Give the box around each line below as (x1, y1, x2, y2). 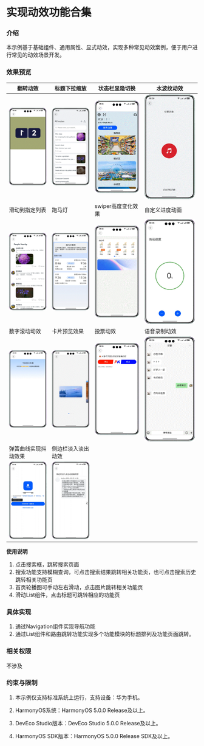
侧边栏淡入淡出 (51, 444, 89, 452)
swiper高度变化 (94, 202, 133, 210)
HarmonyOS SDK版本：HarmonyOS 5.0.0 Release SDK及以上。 (15, 732, 174, 739)
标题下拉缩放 (54, 85, 87, 92)
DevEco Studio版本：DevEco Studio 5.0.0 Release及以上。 (15, 719, 162, 727)
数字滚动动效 (8, 327, 41, 334)
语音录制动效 (144, 327, 177, 334)
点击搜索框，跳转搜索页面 (15, 561, 80, 568)
